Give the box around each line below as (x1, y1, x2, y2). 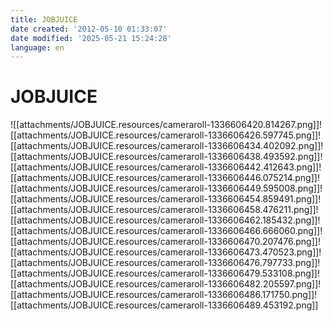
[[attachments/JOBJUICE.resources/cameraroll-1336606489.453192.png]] (10, 299, 319, 311)
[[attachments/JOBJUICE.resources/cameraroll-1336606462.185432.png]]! (10, 214, 321, 226)
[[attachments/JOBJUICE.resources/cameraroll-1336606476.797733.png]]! (10, 257, 321, 269)
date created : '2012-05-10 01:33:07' (10, 24, 168, 34)
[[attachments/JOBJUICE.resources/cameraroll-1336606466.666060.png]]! (10, 225, 323, 237)
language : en (10, 42, 65, 53)
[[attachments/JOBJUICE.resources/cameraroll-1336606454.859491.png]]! (10, 193, 322, 205)
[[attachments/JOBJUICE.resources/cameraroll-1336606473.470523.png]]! (10, 246, 322, 258)
